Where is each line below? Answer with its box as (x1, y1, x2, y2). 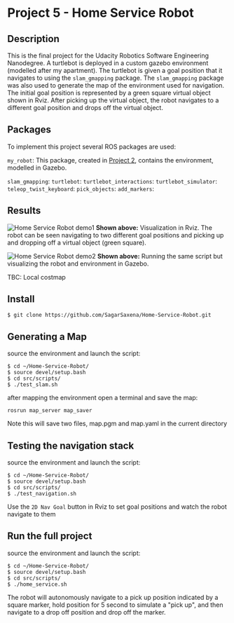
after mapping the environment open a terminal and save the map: (7, 394, 198, 402)
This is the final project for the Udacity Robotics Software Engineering (7, 51, 209, 60)
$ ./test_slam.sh (7, 381, 58, 388)
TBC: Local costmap (7, 273, 67, 281)
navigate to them (7, 510, 56, 519)
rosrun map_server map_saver (7, 407, 92, 414)
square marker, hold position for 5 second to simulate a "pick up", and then (7, 601, 223, 609)
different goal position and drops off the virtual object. (7, 104, 163, 111)
